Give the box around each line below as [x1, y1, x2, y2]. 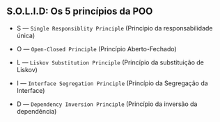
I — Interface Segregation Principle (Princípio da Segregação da [16, 79, 208, 87]
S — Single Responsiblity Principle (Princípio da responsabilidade [16, 24, 213, 32]
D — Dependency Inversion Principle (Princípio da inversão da [16, 100, 198, 108]
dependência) [16, 107, 57, 115]
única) [16, 31, 36, 40]
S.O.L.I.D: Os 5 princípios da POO [6, 6, 153, 17]
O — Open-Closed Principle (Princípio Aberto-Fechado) [16, 44, 177, 53]
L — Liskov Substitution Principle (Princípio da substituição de [16, 58, 205, 67]
